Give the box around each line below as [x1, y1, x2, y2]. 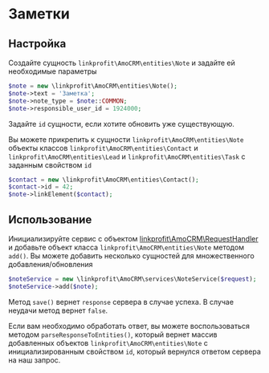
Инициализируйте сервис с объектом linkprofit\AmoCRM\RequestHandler [8, 233, 259, 243]
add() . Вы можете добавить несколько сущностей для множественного [8, 250, 255, 261]
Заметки [8, 5, 70, 23]
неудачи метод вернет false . [8, 306, 108, 315]
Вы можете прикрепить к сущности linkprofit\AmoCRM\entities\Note [8, 134, 244, 144]
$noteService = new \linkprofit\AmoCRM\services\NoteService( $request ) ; [8, 274, 257, 283]
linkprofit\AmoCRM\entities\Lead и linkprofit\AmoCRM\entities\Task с [8, 152, 246, 161]
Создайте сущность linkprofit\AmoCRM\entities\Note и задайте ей [8, 58, 235, 67]
